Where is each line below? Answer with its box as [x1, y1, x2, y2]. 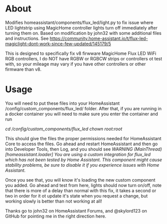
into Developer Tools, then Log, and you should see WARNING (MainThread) [5, 146, 162, 152]
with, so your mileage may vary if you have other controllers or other [5, 61, 146, 67]
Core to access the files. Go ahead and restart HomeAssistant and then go [5, 141, 158, 147]
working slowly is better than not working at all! [5, 198, 102, 204]
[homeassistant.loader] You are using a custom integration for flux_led [5, 151, 151, 157]
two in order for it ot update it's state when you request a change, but [5, 193, 148, 199]
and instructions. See [5, 35, 49, 41]
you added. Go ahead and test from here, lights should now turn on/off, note [5, 182, 162, 188]
